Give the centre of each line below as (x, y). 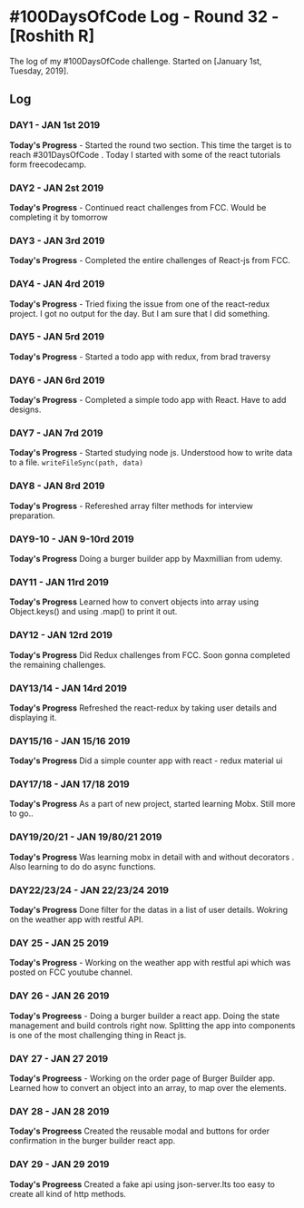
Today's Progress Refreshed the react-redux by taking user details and (143, 707)
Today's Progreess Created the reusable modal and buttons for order (140, 1131)
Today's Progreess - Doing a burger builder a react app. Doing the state (145, 1016)
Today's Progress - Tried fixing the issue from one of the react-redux (140, 304)
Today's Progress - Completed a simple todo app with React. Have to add (148, 400)
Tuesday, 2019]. (39, 71)
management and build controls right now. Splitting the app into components (152, 1025)
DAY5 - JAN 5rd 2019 (57, 337)
